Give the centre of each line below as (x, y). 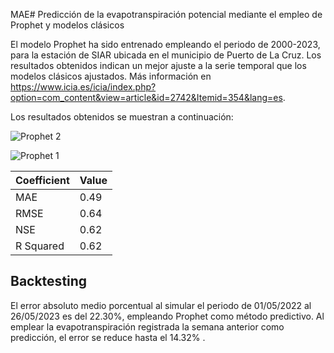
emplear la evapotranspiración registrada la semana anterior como (147, 326)
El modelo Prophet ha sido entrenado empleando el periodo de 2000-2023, (165, 44)
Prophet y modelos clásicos (67, 25)
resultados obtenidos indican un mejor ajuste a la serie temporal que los (158, 65)
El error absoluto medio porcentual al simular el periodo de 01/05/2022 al (161, 305)
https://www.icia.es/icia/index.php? (83, 87)
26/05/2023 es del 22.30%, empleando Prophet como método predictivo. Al (167, 316)
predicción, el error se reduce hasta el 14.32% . (108, 337)
